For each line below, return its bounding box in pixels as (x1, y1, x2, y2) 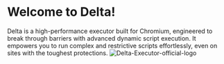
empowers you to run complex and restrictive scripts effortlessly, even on (7, 41, 218, 50)
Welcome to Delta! (7, 4, 116, 20)
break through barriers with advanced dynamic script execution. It (7, 34, 196, 42)
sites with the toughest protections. (7, 49, 109, 57)
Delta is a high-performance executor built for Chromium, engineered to (7, 27, 213, 35)
